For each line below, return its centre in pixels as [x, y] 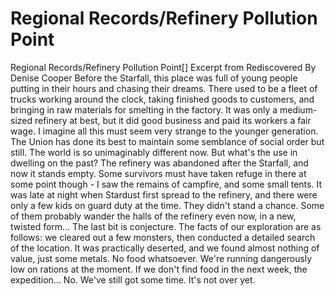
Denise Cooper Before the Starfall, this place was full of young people [154, 78]
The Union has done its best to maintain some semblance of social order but [167, 141]
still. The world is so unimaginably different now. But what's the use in [154, 152]
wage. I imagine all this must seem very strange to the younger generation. [164, 131]
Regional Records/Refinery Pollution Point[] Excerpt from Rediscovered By [163, 67]
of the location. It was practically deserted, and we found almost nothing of [165, 248]
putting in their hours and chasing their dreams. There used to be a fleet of [164, 88]
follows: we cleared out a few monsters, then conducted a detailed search [163, 237]
